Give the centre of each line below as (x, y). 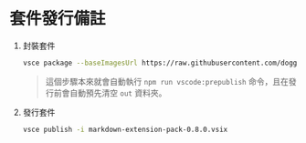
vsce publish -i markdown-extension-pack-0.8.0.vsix (125, 129)
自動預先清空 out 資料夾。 (118, 93)
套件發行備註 (58, 19)
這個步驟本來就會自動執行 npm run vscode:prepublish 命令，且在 (167, 81)
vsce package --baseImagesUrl (80, 63)
